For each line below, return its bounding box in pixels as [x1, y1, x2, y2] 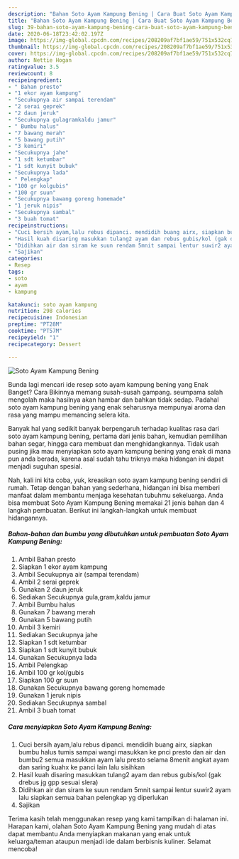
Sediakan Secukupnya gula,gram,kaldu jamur [18, 593, 151, 602]
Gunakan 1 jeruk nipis [18, 691, 81, 700]
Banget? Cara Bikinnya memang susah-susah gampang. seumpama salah [8, 388, 223, 396]
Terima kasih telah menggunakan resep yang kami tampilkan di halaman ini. [8, 815, 229, 823]
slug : [8, 23, 24, 31]
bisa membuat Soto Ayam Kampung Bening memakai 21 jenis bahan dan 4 [8, 498, 225, 507]
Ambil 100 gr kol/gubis [18, 668, 84, 677]
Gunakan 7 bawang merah [18, 608, 96, 617]
